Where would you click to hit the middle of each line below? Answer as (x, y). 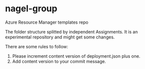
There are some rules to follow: (37, 46)
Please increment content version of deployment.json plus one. (76, 56)
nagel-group (31, 9)
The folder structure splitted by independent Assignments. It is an (72, 32)
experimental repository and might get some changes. (60, 37)
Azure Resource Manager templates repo (47, 22)
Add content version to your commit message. (59, 61)
